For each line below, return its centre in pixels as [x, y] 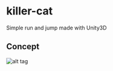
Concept [23, 47]
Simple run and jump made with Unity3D [56, 28]
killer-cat [30, 11]
